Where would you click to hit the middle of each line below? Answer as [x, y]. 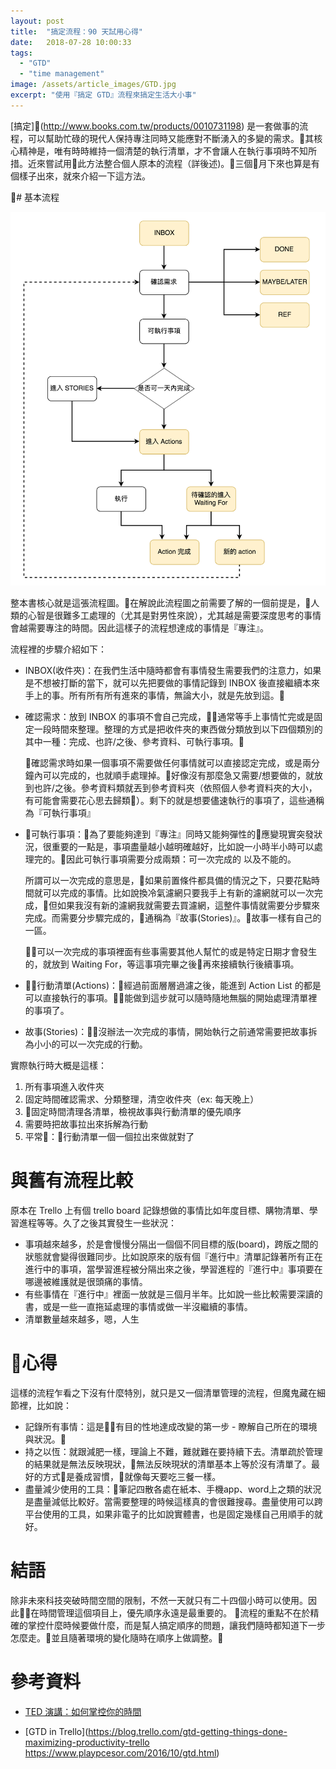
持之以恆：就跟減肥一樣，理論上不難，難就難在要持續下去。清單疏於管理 [173, 1451]
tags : [21, 53]
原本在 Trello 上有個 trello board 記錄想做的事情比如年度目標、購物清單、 [160, 1210]
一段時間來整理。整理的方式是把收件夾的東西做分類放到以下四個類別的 [178, 729]
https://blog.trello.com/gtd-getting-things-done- [188, 1731]
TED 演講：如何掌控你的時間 [83, 1711]
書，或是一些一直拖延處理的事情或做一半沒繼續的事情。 [138, 1306]
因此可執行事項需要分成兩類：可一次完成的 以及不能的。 [181, 859]
